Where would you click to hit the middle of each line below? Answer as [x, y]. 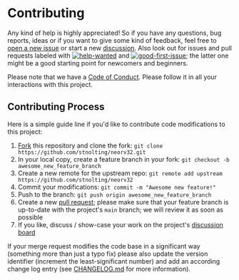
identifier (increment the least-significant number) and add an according [114, 261]
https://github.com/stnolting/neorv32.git [82, 152]
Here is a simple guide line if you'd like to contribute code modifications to [117, 124]
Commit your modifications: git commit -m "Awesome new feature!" [117, 187]
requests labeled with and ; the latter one [118, 56]
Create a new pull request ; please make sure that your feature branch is [123, 202]
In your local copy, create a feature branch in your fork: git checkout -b [123, 159]
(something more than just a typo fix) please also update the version [108, 254]
